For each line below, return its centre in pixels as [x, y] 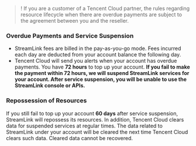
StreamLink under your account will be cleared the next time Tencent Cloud [97, 132]
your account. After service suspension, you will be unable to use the [101, 79]
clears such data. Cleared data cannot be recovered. [70, 138]
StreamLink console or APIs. [50, 86]
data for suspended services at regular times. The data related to [84, 126]
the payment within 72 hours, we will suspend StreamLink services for [102, 73]
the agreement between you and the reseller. [74, 21]
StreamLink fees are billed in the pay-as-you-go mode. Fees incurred [98, 48]
